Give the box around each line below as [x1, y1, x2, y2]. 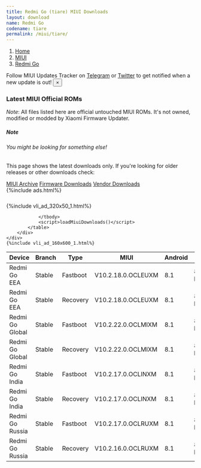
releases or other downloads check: [6, 169, 95, 176]
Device [9, 253, 30, 262]
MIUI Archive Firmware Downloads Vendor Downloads [6, 181, 141, 187]
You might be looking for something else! [6, 143, 108, 151]
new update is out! [6, 79, 52, 86]
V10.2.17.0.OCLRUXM [95, 419, 159, 428]
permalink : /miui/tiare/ [6, 31, 68, 37]
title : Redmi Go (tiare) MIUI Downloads [6, 8, 109, 15]
